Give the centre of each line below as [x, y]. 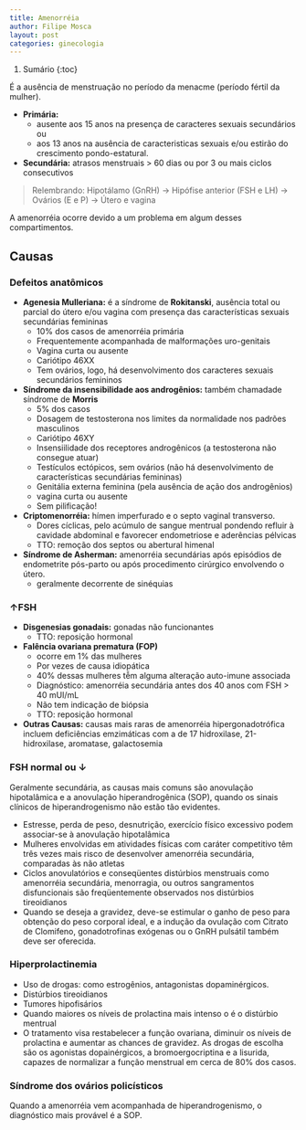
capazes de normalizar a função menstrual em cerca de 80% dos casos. [159, 1061]
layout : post [34, 35]
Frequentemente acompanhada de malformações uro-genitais [153, 341]
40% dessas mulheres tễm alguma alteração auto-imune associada [163, 676]
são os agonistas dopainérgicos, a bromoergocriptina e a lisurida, [146, 1052]
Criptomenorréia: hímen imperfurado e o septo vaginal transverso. [149, 515]
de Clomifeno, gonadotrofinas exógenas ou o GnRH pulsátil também [151, 931]
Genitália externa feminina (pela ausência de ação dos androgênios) [164, 486]
